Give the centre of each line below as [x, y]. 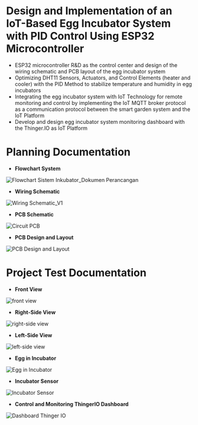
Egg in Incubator [35, 358]
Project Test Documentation [76, 273]
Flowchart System [38, 168]
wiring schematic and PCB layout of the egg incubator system [90, 71]
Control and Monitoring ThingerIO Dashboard [72, 404]
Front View [28, 289]
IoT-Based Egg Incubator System [89, 23]
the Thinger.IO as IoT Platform [51, 128]
